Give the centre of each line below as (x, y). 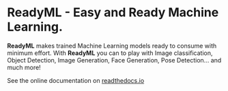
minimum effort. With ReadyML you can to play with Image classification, (110, 53)
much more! (24, 67)
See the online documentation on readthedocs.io (76, 80)
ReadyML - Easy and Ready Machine (113, 13)
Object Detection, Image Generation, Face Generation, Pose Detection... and (114, 60)
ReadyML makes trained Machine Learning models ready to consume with (112, 45)
